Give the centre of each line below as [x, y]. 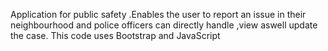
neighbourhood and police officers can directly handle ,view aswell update [164, 25]
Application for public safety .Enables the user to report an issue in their [158, 14]
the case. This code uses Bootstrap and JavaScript [115, 35]
